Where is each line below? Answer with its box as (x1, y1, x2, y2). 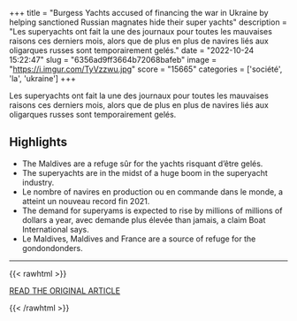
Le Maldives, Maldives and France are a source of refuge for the (21, 233, 256, 244)
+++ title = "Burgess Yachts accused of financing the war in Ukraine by (9, 8, 269, 18)
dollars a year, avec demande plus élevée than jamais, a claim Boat (21, 214, 266, 225)
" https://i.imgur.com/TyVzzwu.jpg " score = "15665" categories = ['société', (9, 64, 283, 74)
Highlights (9, 134, 68, 149)
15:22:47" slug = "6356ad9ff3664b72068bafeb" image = (9, 55, 217, 65)
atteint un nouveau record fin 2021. (21, 195, 150, 206)
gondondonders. (21, 242, 83, 253)
